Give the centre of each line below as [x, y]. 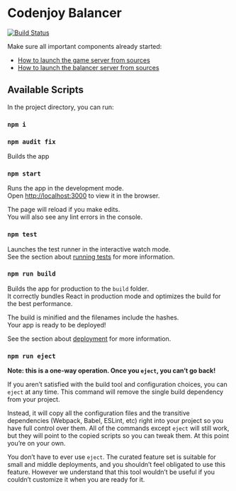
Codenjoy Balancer [65, 13]
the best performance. [40, 303]
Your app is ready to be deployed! [57, 324]
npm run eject [32, 356]
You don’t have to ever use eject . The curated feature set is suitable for [112, 457]
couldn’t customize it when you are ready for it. [76, 480]
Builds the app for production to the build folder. [78, 288]
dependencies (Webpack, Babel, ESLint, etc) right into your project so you [116, 421]
